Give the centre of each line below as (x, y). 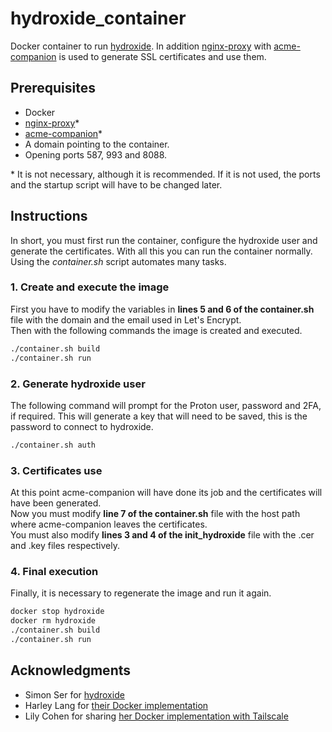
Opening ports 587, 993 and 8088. (96, 154)
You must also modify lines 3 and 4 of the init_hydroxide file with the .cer (162, 535)
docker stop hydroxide (57, 612)
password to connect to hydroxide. (82, 426)
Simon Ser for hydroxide (74, 694)
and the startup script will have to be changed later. (116, 184)
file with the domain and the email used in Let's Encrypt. (126, 319)
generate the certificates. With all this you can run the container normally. (161, 251)
